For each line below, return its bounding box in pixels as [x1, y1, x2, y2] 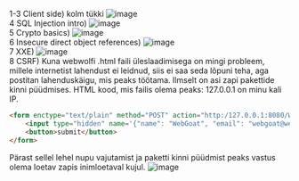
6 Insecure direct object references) [9, 37, 141, 47]
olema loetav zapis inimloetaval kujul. [9, 161, 146, 172]
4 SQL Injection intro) [9, 18, 87, 29]
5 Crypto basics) [9, 28, 71, 37]
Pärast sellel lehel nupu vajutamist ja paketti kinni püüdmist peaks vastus [9, 152, 276, 162]
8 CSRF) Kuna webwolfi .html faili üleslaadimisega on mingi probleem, [9, 56, 265, 66]
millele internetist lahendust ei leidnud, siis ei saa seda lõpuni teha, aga [9, 65, 270, 76]
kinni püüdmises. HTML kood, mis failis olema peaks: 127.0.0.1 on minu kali [9, 85, 282, 95]
